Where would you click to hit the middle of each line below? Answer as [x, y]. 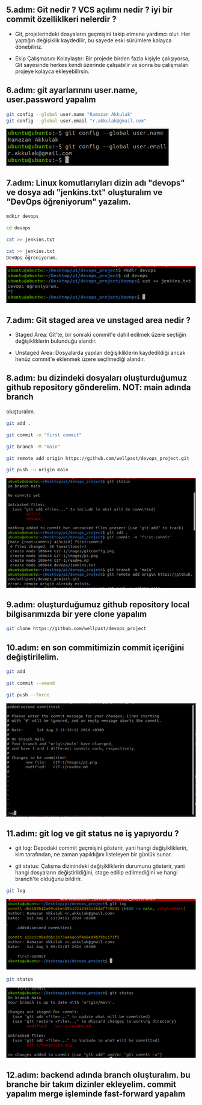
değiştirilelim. [32, 657]
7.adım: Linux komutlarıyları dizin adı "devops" [96, 183]
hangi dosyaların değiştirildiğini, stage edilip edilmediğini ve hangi [96, 873]
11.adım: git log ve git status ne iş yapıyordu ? [93, 834]
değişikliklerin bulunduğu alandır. [56, 341]
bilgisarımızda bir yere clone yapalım [77, 614]
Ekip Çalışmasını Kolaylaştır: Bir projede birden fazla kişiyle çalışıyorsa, [102, 58]
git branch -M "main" [33, 447]
